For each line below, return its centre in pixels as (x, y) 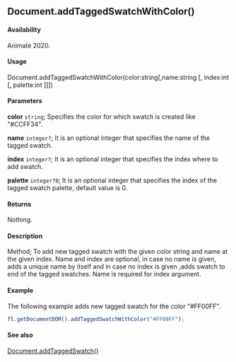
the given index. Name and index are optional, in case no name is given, (112, 259)
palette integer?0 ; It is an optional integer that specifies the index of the (112, 180)
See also (20, 335)
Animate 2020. (29, 45)
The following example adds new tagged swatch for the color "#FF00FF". (114, 306)
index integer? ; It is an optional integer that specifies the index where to (113, 159)
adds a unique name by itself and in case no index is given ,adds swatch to (116, 267)
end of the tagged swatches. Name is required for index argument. (104, 274)
